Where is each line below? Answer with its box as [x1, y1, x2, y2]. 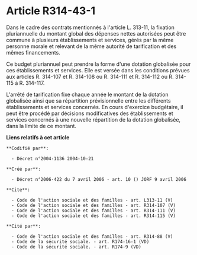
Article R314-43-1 [6, 4, 96, 18]
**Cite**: [6, 187, 31, 193]
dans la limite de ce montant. [6, 122, 77, 129]
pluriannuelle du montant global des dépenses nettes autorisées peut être [6, 30, 186, 37]
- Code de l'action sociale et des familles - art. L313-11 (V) [11, 197, 173, 203]
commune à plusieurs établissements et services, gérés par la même [6, 36, 174, 43]
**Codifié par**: [6, 145, 49, 151]
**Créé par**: [6, 166, 41, 172]
